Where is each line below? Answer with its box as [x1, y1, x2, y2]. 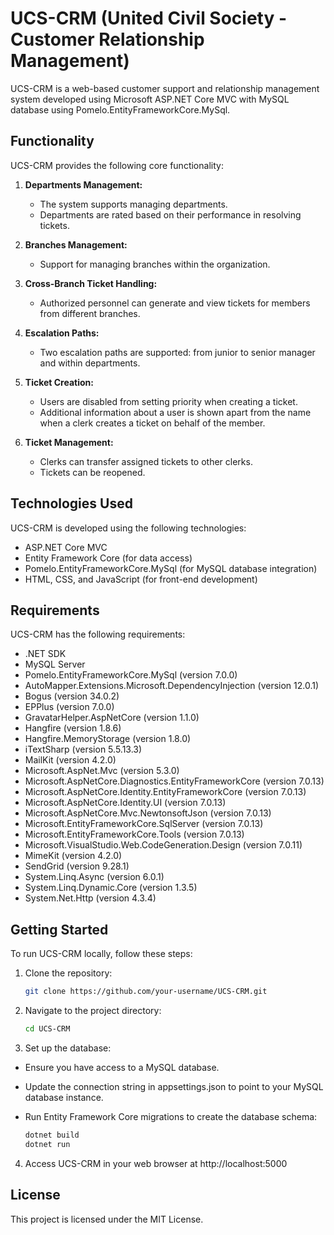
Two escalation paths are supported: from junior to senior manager [39, 346, 316, 358]
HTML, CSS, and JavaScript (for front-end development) [24, 573, 258, 585]
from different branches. [39, 307, 141, 319]
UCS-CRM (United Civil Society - [10, 7, 288, 30]
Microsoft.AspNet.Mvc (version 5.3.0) [24, 765, 180, 777]
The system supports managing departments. [39, 198, 228, 210]
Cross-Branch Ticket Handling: [24, 277, 158, 289]
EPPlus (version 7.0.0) [24, 701, 115, 713]
